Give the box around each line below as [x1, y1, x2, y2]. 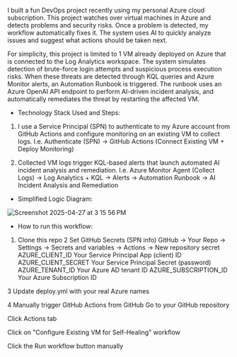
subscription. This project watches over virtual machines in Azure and [7, 13, 211, 22]
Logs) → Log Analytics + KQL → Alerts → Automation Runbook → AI [17, 173, 216, 182]
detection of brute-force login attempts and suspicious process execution [7, 65, 222, 73]
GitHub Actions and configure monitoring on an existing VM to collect [17, 130, 221, 138]
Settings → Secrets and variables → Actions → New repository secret [17, 243, 220, 252]
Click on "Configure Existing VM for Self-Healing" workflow [7, 328, 180, 336]
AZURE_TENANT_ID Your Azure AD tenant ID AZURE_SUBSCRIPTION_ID [17, 266, 228, 274]
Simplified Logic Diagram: [17, 194, 93, 203]
